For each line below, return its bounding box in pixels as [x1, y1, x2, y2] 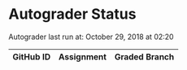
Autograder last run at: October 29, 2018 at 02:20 [8, 32, 174, 42]
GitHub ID [12, 50, 51, 62]
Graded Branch [114, 50, 175, 62]
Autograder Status [8, 5, 137, 24]
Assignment [58, 50, 107, 62]
